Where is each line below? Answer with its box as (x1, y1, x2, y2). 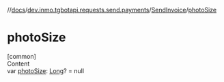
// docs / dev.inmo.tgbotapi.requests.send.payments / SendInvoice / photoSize (7, 6, 217, 14)
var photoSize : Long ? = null (7, 66, 84, 74)
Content (7, 59, 30, 68)
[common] (7, 52, 36, 60)
